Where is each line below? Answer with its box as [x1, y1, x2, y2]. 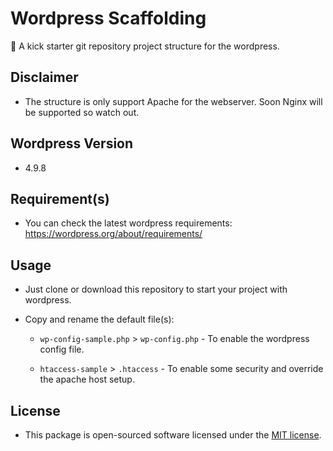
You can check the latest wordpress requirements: [24, 217, 233, 229]
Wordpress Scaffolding [10, 7, 207, 30]
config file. [39, 343, 85, 356]
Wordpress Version [10, 135, 134, 152]
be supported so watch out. [24, 106, 140, 118]
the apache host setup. [39, 373, 135, 386]
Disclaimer [10, 69, 79, 86]
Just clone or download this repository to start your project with [24, 283, 288, 296]
